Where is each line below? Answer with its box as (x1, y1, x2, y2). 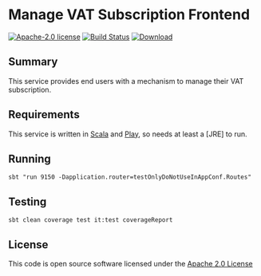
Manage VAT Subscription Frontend (8, 6, 250, 24)
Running (8, 152, 52, 165)
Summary (8, 55, 58, 69)
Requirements (8, 108, 80, 121)
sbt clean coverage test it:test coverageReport (8, 216, 173, 224)
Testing (8, 195, 47, 208)
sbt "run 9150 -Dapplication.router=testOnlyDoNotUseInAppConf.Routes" (8, 173, 251, 181)
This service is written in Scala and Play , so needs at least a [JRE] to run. (8, 129, 247, 139)
